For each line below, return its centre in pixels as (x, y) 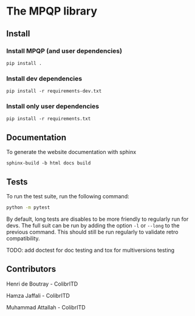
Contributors (31, 269)
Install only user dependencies (53, 106)
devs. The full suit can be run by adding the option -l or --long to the (93, 225)
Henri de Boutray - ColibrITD (42, 284)
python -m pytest (28, 207)
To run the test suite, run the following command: (68, 197)
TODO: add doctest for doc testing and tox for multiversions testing (91, 250)
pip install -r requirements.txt (49, 119)
